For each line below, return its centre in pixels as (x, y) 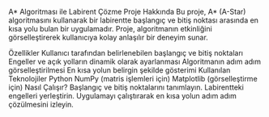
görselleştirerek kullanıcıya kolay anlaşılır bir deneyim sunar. (108, 37)
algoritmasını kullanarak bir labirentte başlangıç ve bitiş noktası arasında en (134, 20)
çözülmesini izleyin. (41, 104)
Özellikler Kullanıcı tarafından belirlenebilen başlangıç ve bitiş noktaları (126, 53)
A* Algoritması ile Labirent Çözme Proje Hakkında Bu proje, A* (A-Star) (127, 12)
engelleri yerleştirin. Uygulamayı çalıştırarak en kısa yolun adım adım (122, 96)
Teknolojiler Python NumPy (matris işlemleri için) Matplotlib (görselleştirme (133, 79)
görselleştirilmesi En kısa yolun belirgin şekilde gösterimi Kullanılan (120, 70)
